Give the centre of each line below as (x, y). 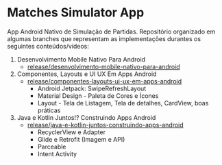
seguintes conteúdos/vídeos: (48, 46)
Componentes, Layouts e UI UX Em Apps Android (87, 74)
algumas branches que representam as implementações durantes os (104, 38)
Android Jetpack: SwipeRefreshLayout (92, 88)
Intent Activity (57, 154)
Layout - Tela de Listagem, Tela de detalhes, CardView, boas (123, 103)
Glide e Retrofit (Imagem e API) (81, 139)
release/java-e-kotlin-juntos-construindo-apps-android (105, 125)
